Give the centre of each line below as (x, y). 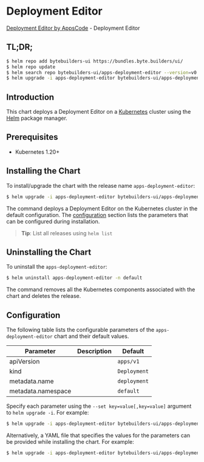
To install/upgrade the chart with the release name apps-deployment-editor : (101, 185)
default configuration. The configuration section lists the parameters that (97, 215)
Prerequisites (32, 137)
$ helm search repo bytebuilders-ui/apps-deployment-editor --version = (99, 72)
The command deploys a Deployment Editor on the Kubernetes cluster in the (102, 209)
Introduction (30, 97)
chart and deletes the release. (44, 296)
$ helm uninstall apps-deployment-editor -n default (74, 278)
